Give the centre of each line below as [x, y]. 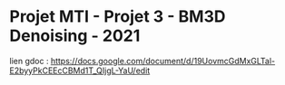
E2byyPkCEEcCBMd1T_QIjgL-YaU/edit [80, 71]
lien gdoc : [29, 61]
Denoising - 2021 [75, 36]
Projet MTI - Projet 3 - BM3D [118, 17]
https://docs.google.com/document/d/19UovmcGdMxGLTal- [163, 61]
